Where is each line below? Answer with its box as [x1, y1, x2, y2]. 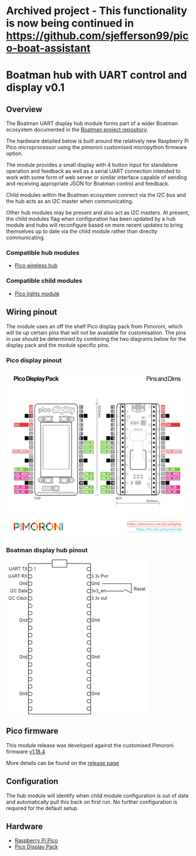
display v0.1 [6, 81, 65, 95]
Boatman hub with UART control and [6, 69, 187, 82]
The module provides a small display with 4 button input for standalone [6, 162, 178, 169]
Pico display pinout [6, 356, 62, 364]
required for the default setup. [6, 804, 79, 811]
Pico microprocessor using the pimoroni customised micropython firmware [6, 144, 187, 151]
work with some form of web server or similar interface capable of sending [6, 174, 187, 181]
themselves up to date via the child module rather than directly [6, 228, 157, 235]
